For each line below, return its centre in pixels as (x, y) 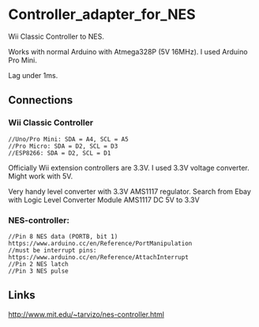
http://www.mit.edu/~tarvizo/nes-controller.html (86, 314)
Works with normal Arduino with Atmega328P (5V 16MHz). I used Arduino (128, 51)
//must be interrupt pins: (53, 250)
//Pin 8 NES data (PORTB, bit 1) (63, 236)
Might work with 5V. (41, 176)
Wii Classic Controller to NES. (56, 36)
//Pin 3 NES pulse (38, 271)
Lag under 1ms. (33, 75)
